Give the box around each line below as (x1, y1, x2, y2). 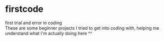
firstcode (5, 3, 44, 15)
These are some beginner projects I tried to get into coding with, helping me (5, 25, 160, 31)
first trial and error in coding (5, 20, 63, 26)
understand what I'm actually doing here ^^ (5, 30, 93, 36)
